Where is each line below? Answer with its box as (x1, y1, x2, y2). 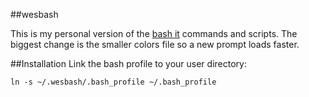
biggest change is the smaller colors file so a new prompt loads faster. (10, 39, 300, 50)
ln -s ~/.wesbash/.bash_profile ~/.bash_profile (10, 77, 217, 87)
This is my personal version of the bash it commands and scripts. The (10, 28, 298, 39)
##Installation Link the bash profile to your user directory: (10, 58, 247, 69)
